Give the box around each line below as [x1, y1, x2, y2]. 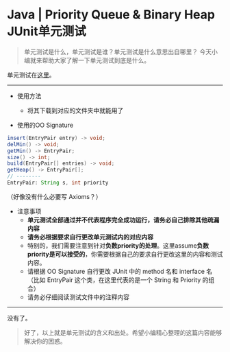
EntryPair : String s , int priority [7, 179, 109, 187]
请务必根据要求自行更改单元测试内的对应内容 [27, 233, 154, 241]
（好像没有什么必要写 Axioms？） [7, 192, 102, 200]
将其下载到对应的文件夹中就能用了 [27, 106, 124, 115]
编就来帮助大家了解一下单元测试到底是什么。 [23, 56, 151, 64]
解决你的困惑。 [23, 337, 66, 345]
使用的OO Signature [16, 121, 74, 129]
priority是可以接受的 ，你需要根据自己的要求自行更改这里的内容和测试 [27, 250, 223, 258]
